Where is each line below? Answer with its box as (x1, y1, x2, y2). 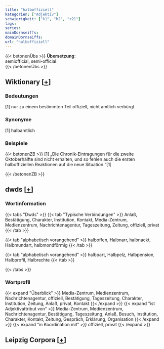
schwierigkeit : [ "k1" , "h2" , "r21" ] (5, 16, 81, 21)
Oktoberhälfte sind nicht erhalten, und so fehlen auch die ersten (5, 156, 135, 162)
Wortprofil (5, 279, 31, 286)
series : (5, 26, 21, 31)
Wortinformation (5, 200, 46, 207)
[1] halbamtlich (5, 127, 35, 133)
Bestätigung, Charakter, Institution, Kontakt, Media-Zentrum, (5, 217, 128, 222)
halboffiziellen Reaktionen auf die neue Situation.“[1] (5, 162, 112, 168)
